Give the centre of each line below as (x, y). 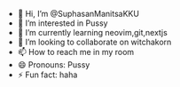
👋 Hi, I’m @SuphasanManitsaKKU (78, 14)
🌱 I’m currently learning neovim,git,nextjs (93, 32)
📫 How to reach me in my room (76, 52)
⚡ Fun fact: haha (47, 75)
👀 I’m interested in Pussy (63, 23)
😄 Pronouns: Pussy (54, 65)
